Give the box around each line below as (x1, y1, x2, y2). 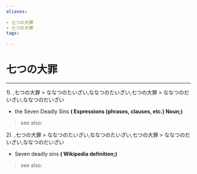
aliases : (6, 8, 28, 15)
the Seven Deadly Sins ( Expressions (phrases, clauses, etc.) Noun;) (14, 108, 183, 115)
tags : (6, 30, 19, 36)
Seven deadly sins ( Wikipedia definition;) (14, 150, 118, 157)
